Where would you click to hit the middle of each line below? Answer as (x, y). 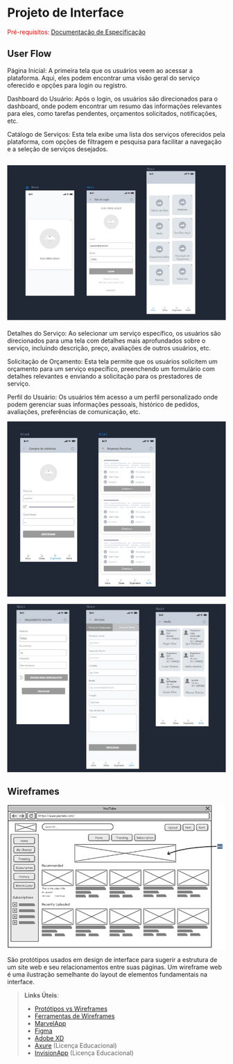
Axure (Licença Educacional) (76, 1046)
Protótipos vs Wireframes (71, 1009)
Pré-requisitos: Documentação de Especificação (76, 32)
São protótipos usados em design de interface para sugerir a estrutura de (112, 960)
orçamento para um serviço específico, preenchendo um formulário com (111, 369)
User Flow (29, 54)
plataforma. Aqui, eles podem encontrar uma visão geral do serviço (103, 78)
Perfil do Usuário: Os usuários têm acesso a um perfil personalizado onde (113, 397)
